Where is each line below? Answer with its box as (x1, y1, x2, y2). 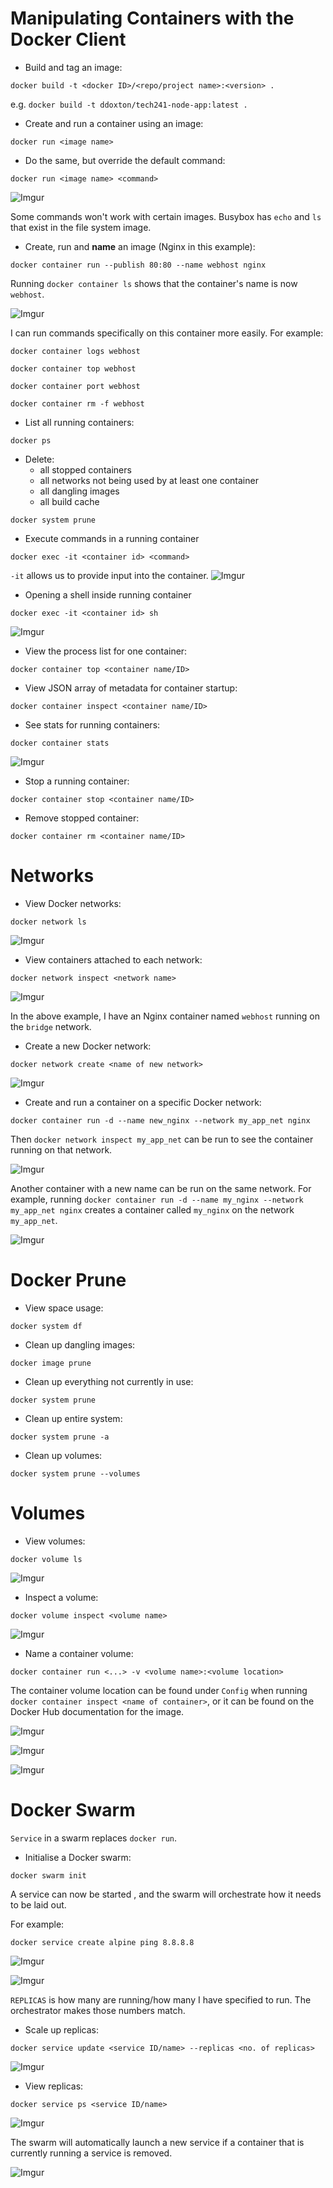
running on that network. (10, 1143, 113, 1156)
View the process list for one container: (24, 645, 188, 657)
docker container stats (10, 738, 110, 748)
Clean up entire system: (24, 1412, 123, 1424)
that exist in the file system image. (10, 221, 152, 233)
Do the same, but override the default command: (24, 154, 226, 166)
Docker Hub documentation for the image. (10, 1705, 185, 1717)
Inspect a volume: (24, 1591, 99, 1603)
